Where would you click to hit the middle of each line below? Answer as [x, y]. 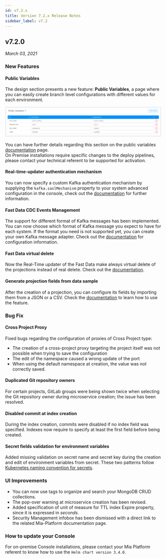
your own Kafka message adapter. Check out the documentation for [74, 237]
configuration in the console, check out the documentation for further [76, 193]
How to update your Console [40, 536]
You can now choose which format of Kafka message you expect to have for [83, 226]
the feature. [17, 303]
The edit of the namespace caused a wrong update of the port [76, 358]
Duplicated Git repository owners [40, 380]
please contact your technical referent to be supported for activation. [76, 160]
